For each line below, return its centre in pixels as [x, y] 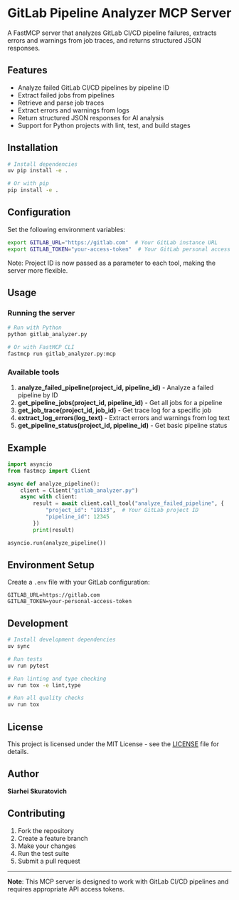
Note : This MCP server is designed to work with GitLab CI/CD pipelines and [118, 881]
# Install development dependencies [62, 640]
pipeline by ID [38, 395]
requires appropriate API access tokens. [66, 889]
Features [27, 70]
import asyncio [30, 464]
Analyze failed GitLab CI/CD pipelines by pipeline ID [93, 88]
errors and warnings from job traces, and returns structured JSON [104, 40]
